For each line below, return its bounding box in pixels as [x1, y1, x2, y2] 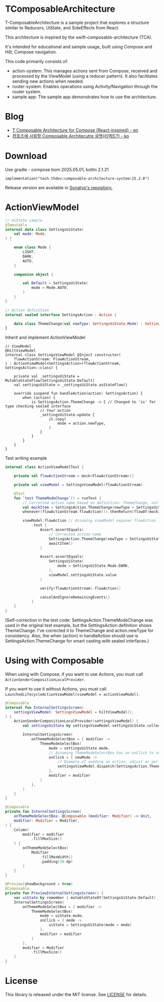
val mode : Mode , [14, 231, 47, 237]
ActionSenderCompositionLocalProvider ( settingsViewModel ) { [14, 719, 139, 724]
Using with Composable [5, 655, 104, 666]
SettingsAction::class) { [5, 365, 58, 370]
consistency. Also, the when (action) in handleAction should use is [5, 633, 138, 639]
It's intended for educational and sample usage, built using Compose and [5, 44, 152, 49]
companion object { [14, 272, 54, 277]
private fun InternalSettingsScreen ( [5, 809, 82, 814]
